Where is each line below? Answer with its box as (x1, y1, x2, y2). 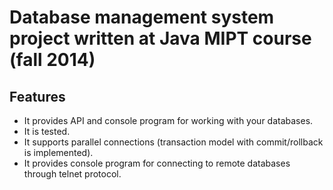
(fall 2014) (9, 49, 96, 71)
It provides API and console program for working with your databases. (23, 115, 314, 126)
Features (9, 88, 66, 105)
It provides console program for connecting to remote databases (23, 157, 291, 169)
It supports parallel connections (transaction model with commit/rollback (23, 136, 324, 148)
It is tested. (23, 126, 71, 137)
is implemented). (23, 147, 94, 158)
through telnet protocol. (23, 168, 122, 180)
